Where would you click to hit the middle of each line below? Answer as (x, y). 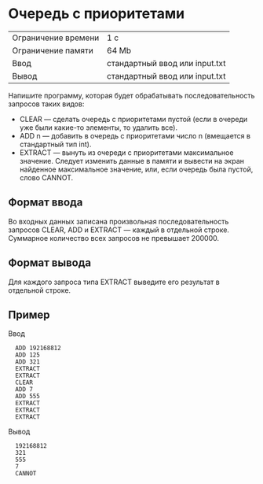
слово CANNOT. (46, 177)
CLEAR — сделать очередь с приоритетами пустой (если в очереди (133, 119)
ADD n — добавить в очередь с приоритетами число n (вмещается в (135, 135)
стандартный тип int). (55, 144)
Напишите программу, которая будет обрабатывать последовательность (131, 95)
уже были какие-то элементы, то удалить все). (99, 127)
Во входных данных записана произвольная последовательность (119, 221)
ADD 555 (28, 397)
